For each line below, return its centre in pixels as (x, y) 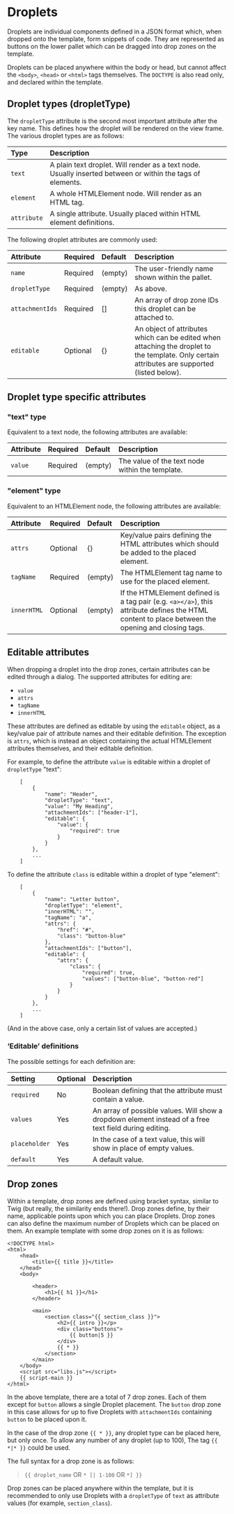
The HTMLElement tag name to (171, 572)
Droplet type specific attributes (77, 398)
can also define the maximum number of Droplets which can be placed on (113, 1223)
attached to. (154, 317)
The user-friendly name (174, 268)
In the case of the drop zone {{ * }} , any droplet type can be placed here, (114, 1432)
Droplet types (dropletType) (69, 104)
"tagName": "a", (68, 918)
